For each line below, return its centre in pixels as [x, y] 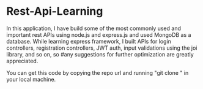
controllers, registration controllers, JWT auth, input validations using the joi [102, 48]
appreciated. [22, 61]
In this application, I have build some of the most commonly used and [94, 28]
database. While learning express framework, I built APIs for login [89, 41]
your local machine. [31, 79]
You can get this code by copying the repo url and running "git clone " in [98, 72]
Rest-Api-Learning [55, 11]
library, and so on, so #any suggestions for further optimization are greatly [100, 54]
